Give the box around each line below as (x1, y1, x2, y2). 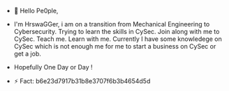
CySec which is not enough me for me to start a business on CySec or (13, 42, 216, 50)
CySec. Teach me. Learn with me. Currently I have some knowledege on (13, 35, 222, 43)
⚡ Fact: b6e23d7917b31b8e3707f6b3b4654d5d (13, 77, 151, 85)
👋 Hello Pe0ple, (13, 7, 59, 15)
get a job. (13, 49, 42, 58)
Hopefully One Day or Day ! (13, 63, 93, 71)
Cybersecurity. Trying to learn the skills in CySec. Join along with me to (13, 28, 220, 35)
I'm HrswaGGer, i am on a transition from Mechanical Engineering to (13, 20, 210, 28)
